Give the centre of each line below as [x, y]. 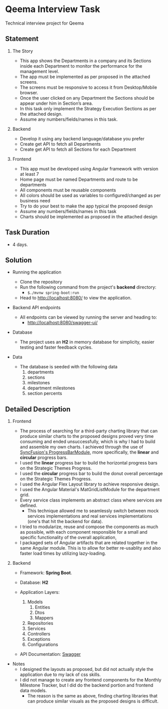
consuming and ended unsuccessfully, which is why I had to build [88, 441]
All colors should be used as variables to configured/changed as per [90, 195]
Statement [22, 39]
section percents [45, 393]
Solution [18, 260]
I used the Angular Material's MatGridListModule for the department [90, 490]
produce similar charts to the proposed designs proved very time [87, 436]
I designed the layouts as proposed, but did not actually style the [86, 669]
